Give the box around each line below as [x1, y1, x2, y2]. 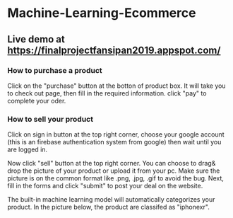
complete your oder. [7, 96, 66, 105]
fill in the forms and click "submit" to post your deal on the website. [7, 182, 203, 190]
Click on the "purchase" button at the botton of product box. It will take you [7, 81, 226, 90]
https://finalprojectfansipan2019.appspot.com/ [7, 44, 221, 56]
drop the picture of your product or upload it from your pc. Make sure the [7, 166, 220, 175]
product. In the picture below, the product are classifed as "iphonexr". [7, 203, 210, 212]
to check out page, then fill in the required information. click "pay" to [7, 88, 207, 97]
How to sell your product [7, 114, 94, 124]
